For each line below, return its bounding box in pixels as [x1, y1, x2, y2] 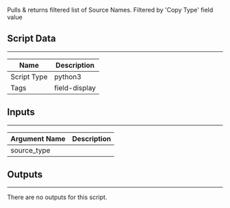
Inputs [7, 106, 36, 118]
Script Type [10, 72, 48, 81]
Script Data [7, 33, 56, 44]
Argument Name [10, 133, 66, 143]
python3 [54, 72, 82, 81]
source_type [10, 145, 51, 155]
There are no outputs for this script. [7, 193, 107, 201]
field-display [54, 83, 96, 92]
